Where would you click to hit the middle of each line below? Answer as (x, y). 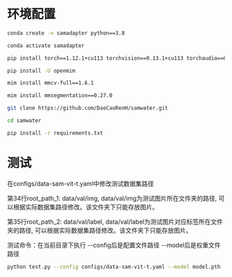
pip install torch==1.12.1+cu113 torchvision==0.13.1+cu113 (96, 58)
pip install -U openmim (41, 71)
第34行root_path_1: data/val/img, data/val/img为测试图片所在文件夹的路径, (112, 198)
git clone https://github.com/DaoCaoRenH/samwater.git (88, 108)
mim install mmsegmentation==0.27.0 (60, 96)
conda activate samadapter (46, 46)
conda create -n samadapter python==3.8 (66, 33)
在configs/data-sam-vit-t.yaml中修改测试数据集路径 (80, 184)
